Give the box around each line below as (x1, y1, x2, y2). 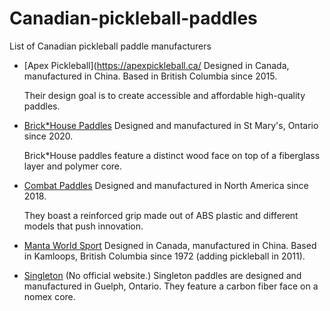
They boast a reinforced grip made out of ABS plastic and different (23, 209, 299, 221)
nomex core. (23, 290, 76, 302)
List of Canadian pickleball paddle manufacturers (9, 40, 212, 52)
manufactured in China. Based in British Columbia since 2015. (23, 70, 278, 82)
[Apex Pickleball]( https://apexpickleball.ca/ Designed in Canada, (23, 59, 290, 71)
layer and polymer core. (23, 160, 123, 172)
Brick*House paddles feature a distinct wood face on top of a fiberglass (23, 149, 321, 161)
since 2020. (23, 130, 74, 142)
